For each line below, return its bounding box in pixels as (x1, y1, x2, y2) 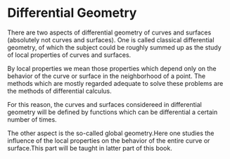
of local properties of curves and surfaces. (7, 51, 132, 59)
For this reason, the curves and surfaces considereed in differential (7, 100, 202, 108)
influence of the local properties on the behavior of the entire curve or (7, 136, 210, 145)
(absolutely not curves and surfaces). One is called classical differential (7, 35, 215, 44)
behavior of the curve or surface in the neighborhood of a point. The (7, 72, 206, 80)
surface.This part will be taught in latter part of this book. (7, 144, 172, 152)
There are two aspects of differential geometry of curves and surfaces (7, 28, 212, 37)
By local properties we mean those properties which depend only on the (7, 64, 217, 72)
